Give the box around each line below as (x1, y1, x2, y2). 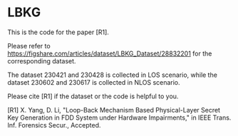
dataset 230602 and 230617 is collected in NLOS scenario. (7, 78, 180, 86)
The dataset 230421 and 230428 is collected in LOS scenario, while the (7, 70, 217, 79)
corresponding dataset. (7, 56, 76, 65)
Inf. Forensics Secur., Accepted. (7, 120, 101, 129)
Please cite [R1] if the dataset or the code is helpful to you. (7, 92, 179, 100)
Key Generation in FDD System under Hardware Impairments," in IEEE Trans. (7, 113, 232, 122)
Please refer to (7, 41, 51, 50)
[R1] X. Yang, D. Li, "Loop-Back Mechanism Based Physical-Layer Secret (7, 105, 221, 114)
